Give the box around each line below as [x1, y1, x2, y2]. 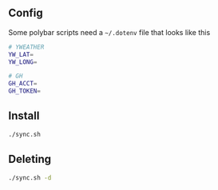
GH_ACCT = [8, 80, 38, 88]
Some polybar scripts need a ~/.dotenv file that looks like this [8, 27, 211, 37]
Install [8, 109, 40, 123]
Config [8, 6, 43, 20]
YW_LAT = [8, 50, 34, 58]
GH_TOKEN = [8, 87, 42, 95]
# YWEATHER [8, 43, 45, 51]
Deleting [8, 152, 52, 166]
